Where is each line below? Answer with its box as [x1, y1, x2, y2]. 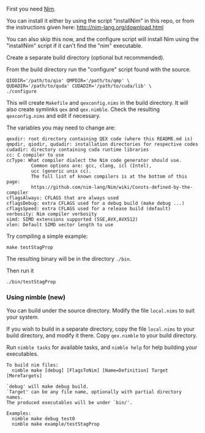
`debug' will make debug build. [6, 383, 89, 390]
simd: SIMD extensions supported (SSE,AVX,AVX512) [6, 216, 138, 223]
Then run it [6, 267, 34, 274]
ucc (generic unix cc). [31, 168, 92, 174]
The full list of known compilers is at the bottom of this [31, 174, 188, 180]
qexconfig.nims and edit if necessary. [6, 112, 101, 119]
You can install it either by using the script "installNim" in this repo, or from [6, 17, 195, 24]
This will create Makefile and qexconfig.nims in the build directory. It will [6, 99, 188, 106]
